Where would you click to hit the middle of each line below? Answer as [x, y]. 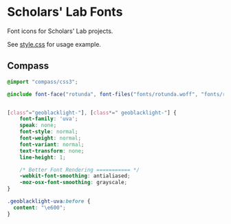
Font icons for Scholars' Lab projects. [60, 31]
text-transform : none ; [52, 151]
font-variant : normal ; [52, 144]
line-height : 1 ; [43, 157]
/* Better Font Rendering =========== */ [79, 170]
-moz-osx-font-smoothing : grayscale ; [74, 183]
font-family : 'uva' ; [49, 119]
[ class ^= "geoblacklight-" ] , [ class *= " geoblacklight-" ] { [92, 113]
